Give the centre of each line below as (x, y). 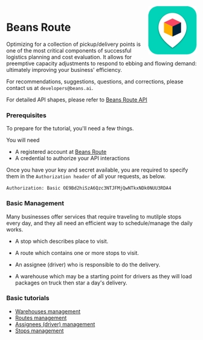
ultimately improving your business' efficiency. (64, 69)
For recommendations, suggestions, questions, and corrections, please (95, 82)
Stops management (39, 330)
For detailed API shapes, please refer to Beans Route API (77, 100)
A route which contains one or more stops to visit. (77, 252)
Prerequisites (26, 115)
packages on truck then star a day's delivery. (71, 283)
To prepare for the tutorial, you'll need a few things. (70, 129)
